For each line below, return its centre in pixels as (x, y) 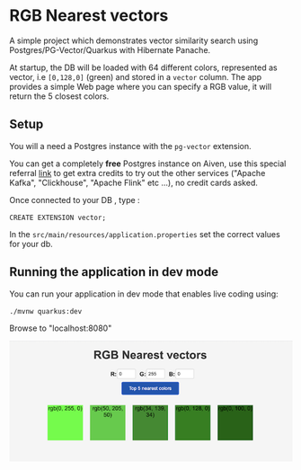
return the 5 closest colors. (59, 96)
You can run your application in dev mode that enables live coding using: (144, 294)
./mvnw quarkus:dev (46, 311)
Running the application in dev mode (114, 272)
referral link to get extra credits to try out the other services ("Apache (137, 173)
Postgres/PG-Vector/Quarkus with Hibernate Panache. (110, 49)
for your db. (31, 244)
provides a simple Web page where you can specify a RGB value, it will (141, 86)
